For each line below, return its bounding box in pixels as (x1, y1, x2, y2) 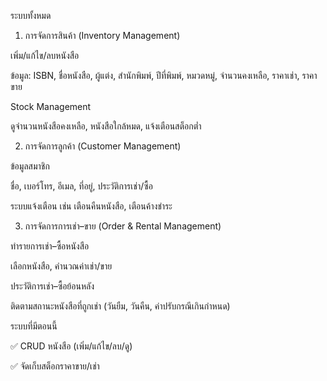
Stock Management (10, 101, 92, 112)
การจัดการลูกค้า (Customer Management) (24, 140, 182, 152)
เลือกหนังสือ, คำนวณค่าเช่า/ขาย (10, 260, 113, 272)
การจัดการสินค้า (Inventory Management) (24, 30, 181, 41)
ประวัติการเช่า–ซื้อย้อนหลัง (10, 280, 95, 292)
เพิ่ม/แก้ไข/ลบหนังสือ (10, 50, 80, 61)
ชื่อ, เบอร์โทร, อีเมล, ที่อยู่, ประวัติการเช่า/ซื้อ (10, 180, 153, 192)
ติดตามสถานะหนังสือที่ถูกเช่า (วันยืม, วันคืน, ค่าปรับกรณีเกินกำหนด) (10, 300, 231, 312)
